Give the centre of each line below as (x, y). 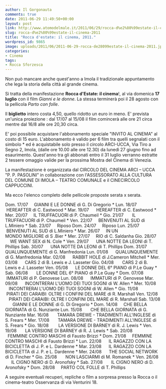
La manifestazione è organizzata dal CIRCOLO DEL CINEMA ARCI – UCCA (80, 170)
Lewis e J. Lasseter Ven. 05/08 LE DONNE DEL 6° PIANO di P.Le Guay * (81, 268)
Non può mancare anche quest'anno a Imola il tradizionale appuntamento (80, 79)
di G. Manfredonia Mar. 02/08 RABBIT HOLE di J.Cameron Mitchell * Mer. (83, 257)
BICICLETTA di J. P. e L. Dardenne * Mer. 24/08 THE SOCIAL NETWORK (82, 352)
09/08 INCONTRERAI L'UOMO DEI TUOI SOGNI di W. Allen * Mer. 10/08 (81, 283)
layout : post (19, 23)
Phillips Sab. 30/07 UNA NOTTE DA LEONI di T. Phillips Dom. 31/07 (76, 247)
